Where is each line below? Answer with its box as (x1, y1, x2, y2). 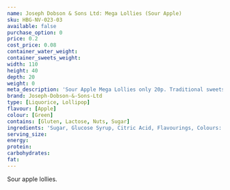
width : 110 (7, 61, 38, 68)
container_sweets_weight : (7, 55, 81, 62)
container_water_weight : (7, 49, 78, 55)
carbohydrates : (7, 150, 51, 157)
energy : (7, 137, 29, 144)
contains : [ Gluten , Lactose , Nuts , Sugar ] (7, 118, 130, 125)
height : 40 (7, 67, 38, 74)
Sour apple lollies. (7, 175, 57, 183)
